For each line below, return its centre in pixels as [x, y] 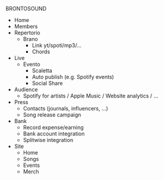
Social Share [47, 83]
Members [26, 26]
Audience [26, 89]
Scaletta [42, 70]
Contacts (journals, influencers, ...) [65, 108]
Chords [41, 52]
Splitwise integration [48, 140]
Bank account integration [54, 134]
